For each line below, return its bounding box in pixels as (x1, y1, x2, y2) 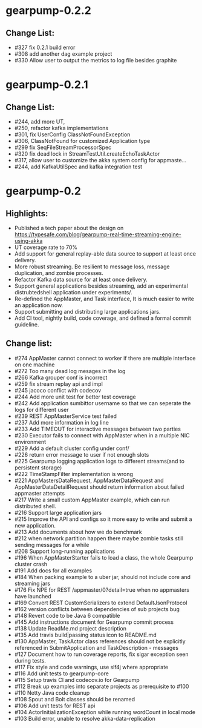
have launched (14, 592, 52, 600)
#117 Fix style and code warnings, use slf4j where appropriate (14, 663, 169, 670)
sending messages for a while (14, 541, 90, 548)
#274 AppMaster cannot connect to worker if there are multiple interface (14, 354, 196, 362)
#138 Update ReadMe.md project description (14, 624, 126, 632)
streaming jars (14, 580, 51, 587)
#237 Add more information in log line (14, 419, 109, 426)
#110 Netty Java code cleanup (14, 689, 90, 697)
